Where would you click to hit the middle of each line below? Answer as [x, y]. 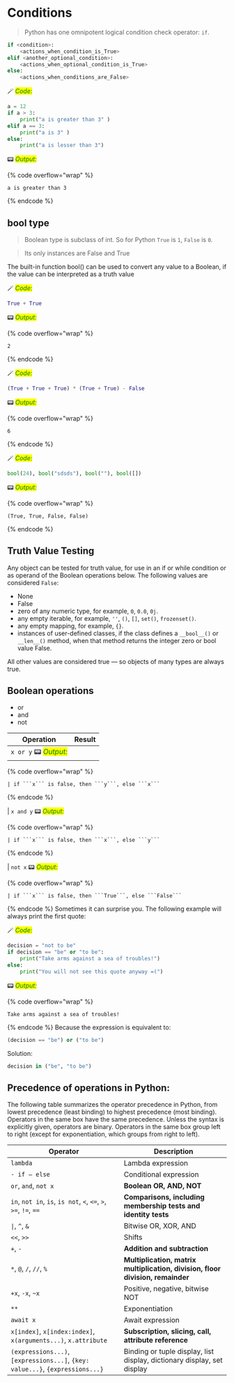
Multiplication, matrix [160, 1260]
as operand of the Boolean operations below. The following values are [108, 575]
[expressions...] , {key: [50, 1360]
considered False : [33, 582]
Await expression [151, 1320]
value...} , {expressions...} [57, 1369]
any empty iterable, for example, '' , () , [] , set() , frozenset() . [107, 618]
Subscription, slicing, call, [167, 1331]
